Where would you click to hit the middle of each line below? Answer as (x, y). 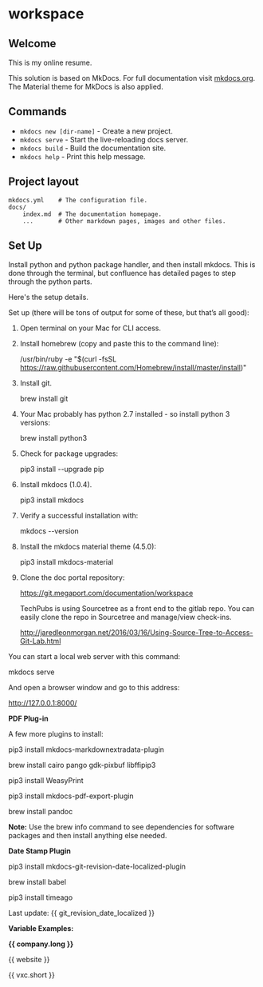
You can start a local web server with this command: (94, 657)
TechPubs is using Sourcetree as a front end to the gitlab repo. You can (137, 609)
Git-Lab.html (40, 641)
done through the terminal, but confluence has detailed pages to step (122, 274)
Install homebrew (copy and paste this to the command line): (119, 344)
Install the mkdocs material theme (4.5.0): (88, 547)
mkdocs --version (49, 531)
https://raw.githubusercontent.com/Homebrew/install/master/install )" (133, 368)
